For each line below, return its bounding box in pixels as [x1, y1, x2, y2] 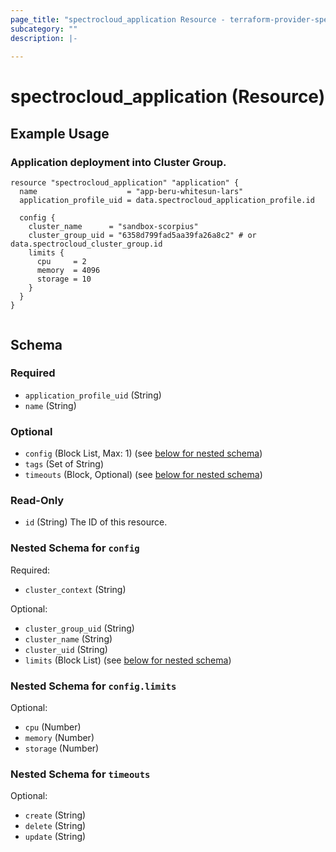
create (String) [24, 809, 87, 821]
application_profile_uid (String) [24, 389, 162, 401]
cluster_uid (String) [24, 643, 108, 655]
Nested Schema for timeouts [10, 767, 151, 781]
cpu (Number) [24, 721, 82, 733]
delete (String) [24, 820, 87, 832]
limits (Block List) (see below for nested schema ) [24, 654, 232, 666]
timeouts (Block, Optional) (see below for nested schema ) [24, 469, 263, 481]
